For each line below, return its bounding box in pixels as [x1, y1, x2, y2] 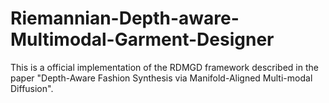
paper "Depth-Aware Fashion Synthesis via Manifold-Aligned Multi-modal [10, 72, 313, 84]
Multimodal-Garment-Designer [10, 28, 275, 51]
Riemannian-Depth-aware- [10, 7, 240, 30]
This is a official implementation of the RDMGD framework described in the [10, 61, 319, 73]
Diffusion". [10, 82, 54, 94]
